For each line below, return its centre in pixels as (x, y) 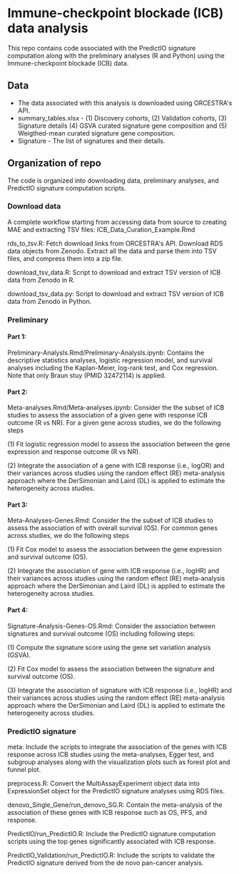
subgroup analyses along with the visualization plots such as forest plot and (119, 762)
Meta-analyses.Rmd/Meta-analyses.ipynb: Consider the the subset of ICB (116, 407)
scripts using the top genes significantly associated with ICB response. (112, 841)
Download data (34, 206)
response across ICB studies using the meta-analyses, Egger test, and (111, 754)
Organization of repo (54, 163)
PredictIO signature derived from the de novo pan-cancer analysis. (106, 863)
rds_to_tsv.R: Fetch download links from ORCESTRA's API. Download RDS (115, 243)
